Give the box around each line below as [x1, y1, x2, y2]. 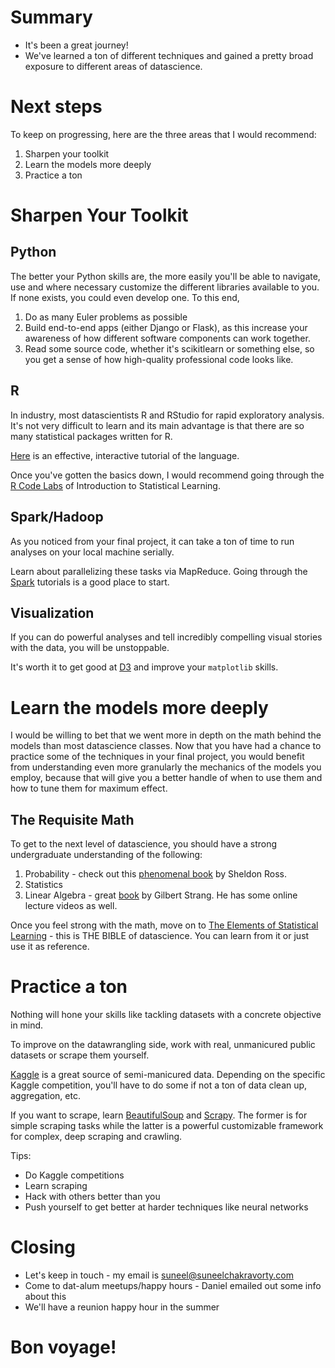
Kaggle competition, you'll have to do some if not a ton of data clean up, [10, 1079, 308, 1091]
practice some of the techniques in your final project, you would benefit [10, 751, 305, 763]
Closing [10, 1236, 76, 1259]
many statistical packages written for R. [10, 430, 173, 442]
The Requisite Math [10, 811, 135, 828]
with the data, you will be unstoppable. [10, 642, 170, 654]
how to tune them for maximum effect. [10, 782, 168, 795]
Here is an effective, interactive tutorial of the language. [10, 449, 240, 461]
